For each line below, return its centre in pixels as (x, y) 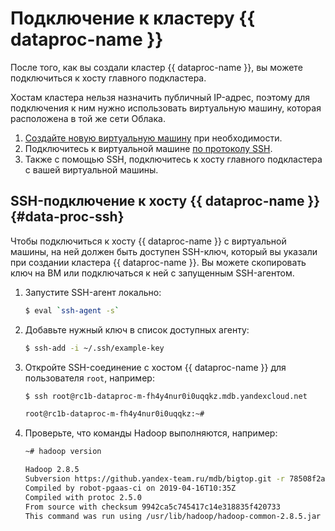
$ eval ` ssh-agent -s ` (72, 310)
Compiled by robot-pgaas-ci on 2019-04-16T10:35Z (130, 488)
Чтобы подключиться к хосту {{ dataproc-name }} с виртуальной (148, 241)
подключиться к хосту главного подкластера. (108, 78)
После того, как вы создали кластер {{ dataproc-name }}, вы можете (156, 67)
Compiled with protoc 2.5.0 (83, 497)
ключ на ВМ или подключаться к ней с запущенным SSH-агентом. (152, 273)
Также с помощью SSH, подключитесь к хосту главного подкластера (173, 159)
